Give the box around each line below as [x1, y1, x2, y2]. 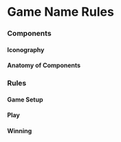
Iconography [7, 45, 45, 54]
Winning [7, 127, 32, 134]
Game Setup [7, 95, 43, 104]
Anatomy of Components [7, 61, 81, 69]
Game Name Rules [7, 4, 115, 20]
